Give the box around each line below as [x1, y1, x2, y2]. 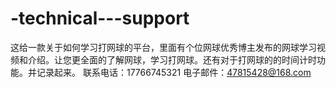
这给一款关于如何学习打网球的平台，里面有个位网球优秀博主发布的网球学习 [10, 41, 317, 53]
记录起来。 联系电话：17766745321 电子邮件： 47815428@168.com [36, 66, 312, 78]
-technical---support [10, 7, 190, 30]
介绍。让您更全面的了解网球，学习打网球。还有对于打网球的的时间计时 [27, 53, 317, 66]
